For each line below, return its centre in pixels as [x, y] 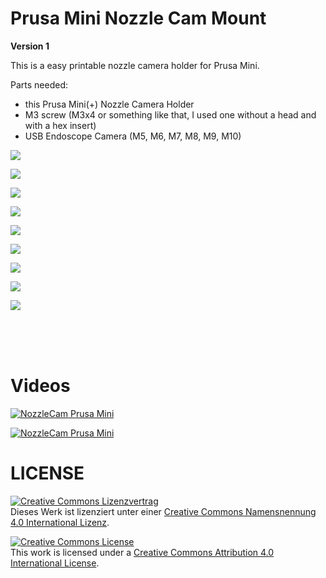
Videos [40, 386]
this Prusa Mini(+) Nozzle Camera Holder [109, 104]
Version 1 [30, 46]
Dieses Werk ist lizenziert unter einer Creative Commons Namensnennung [163, 511]
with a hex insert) [60, 125]
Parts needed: [39, 84]
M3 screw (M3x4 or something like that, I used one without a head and [170, 114]
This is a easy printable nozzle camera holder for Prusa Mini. [135, 65]
